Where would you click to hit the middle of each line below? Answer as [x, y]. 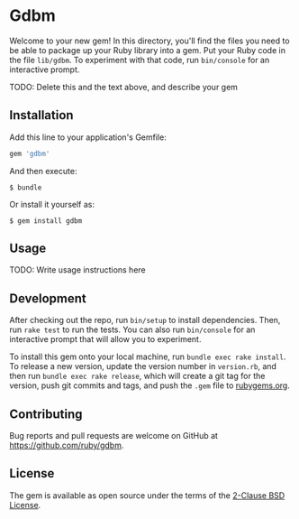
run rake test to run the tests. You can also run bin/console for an [132, 329]
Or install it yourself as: [52, 204]
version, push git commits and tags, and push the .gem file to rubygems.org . [150, 385]
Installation [41, 115]
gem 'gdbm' [30, 153]
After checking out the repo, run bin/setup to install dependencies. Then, [145, 320]
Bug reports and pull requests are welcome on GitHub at [114, 436]
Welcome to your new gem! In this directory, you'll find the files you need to [149, 41]
